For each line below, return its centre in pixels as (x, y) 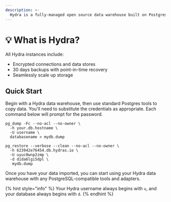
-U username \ (25, 133)
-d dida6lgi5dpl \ (30, 159)
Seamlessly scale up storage (43, 75)
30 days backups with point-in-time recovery (60, 70)
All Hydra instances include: (35, 55)
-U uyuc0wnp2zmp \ (30, 155)
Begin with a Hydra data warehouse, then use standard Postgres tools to (81, 104)
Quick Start (24, 91)
